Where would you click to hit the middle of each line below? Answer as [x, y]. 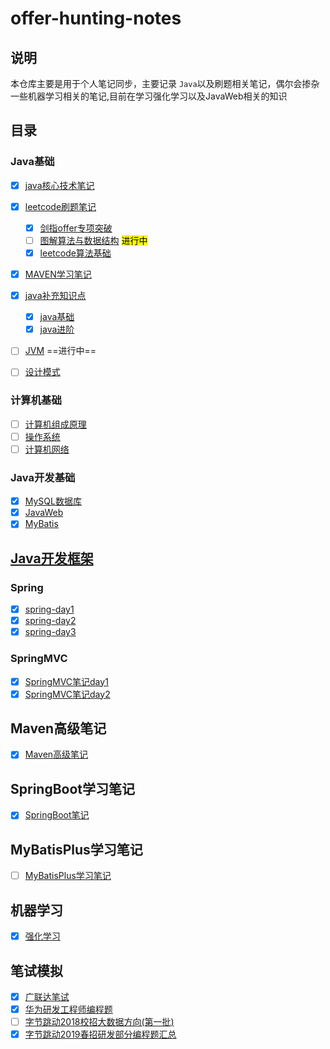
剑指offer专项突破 [76, 228]
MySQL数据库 [53, 501]
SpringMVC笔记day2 [67, 694]
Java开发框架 [52, 558]
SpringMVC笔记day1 [66, 681]
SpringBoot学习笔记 [73, 788]
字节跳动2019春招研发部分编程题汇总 [100, 1034]
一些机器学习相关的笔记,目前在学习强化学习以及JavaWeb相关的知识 [149, 96]
